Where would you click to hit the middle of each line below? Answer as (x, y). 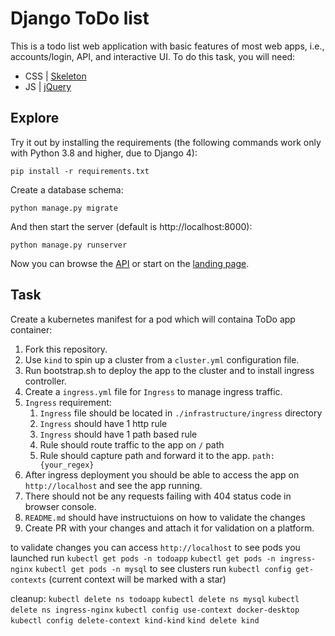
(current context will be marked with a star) (137, 579)
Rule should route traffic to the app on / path (132, 444)
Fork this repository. (66, 349)
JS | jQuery (48, 86)
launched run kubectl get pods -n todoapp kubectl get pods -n (143, 558)
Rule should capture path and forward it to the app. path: (157, 455)
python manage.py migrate (64, 208)
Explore (35, 118)
